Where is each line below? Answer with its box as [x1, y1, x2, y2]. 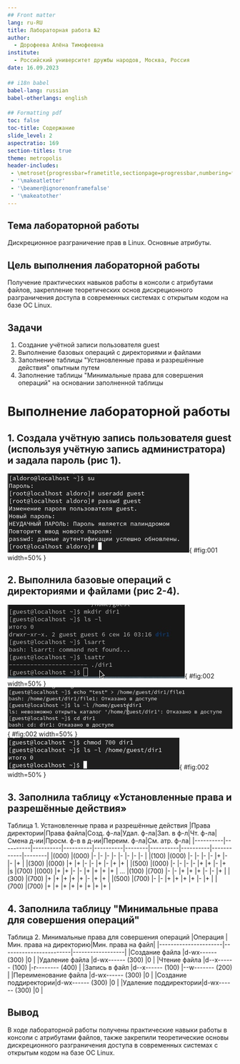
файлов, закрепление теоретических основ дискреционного [7, 286, 193, 294]
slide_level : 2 [7, 132, 53, 139]
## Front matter [7, 11, 56, 19]
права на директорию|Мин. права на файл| [24, 940, 156, 949]
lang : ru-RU [7, 19, 43, 26]
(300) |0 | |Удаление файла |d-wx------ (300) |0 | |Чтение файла [7, 955, 201, 964]
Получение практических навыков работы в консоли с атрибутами [7, 278, 214, 287]
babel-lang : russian [7, 86, 69, 94]
